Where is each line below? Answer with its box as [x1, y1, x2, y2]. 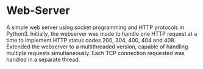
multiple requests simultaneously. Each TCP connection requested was [6, 49, 185, 56]
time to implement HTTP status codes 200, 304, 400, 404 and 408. [6, 36, 176, 44]
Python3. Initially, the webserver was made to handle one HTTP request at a [6, 30, 198, 37]
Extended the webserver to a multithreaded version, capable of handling [6, 43, 188, 50]
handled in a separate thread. [6, 56, 80, 63]
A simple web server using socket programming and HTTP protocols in [6, 24, 185, 31]
